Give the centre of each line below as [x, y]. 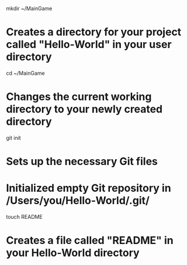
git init [14, 137]
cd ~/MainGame [25, 73]
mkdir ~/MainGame [29, 8]
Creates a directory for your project [94, 32]
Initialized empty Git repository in [89, 188]
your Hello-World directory [73, 253]
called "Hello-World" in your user [89, 45]
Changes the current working [79, 97]
